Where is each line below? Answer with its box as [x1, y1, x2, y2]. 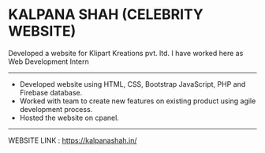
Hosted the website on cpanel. [19, 113, 120, 122]
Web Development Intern [8, 57, 89, 66]
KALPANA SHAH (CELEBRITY [8, 6, 203, 24]
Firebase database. [19, 88, 83, 97]
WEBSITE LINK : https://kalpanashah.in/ [8, 136, 137, 145]
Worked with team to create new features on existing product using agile [19, 96, 256, 106]
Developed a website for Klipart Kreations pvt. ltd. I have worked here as [8, 48, 244, 58]
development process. [19, 104, 93, 114]
